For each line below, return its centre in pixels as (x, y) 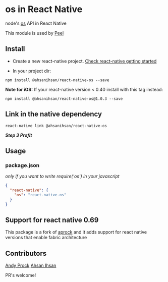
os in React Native (44, 9)
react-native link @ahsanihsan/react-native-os (56, 126)
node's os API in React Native (36, 23)
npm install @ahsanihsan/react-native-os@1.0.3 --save (64, 99)
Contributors (26, 253)
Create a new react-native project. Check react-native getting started (85, 61)
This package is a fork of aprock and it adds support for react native (76, 232)
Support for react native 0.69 (52, 220)
